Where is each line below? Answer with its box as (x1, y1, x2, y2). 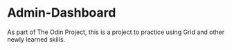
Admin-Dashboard (7, 5, 116, 21)
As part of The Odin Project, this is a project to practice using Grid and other (7, 28, 225, 36)
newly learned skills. (7, 35, 66, 43)
